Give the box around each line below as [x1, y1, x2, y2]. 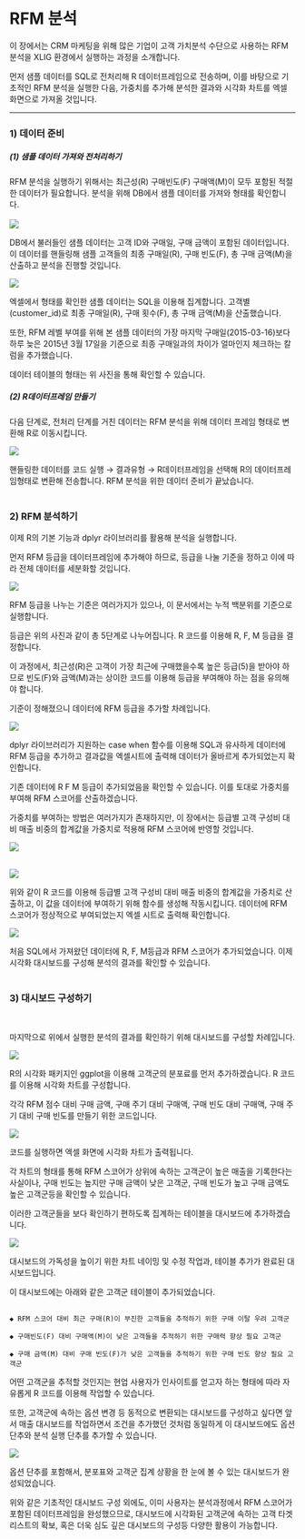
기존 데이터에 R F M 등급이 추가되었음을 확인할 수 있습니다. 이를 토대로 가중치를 [9, 782, 290, 793]
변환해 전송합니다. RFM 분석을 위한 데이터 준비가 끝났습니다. [40, 475, 254, 486]
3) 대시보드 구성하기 [9, 992, 93, 1005]
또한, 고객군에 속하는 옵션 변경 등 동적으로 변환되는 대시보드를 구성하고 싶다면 [9, 1407, 283, 1418]
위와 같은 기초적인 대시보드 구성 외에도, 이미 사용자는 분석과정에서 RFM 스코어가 [9, 1497, 293, 1508]
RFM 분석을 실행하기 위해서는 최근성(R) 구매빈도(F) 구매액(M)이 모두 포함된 [9, 176, 277, 187]
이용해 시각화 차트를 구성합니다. [18, 1079, 131, 1090]
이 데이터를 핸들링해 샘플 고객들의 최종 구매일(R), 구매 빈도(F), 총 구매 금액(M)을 [9, 248, 293, 259]
